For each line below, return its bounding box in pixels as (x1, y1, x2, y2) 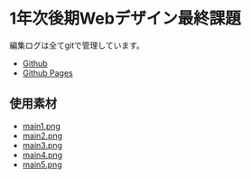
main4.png (22, 149, 63, 160)
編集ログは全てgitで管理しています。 (9, 40, 144, 51)
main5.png (22, 159, 62, 170)
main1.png (22, 120, 61, 131)
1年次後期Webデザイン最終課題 (9, 8, 242, 29)
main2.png (22, 130, 63, 141)
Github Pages (22, 67, 74, 78)
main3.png (22, 139, 63, 150)
